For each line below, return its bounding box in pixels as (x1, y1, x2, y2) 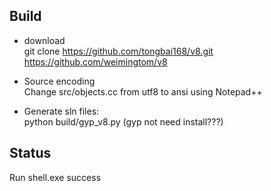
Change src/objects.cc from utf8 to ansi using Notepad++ (23, 85, 263, 98)
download (23, 34, 66, 46)
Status (9, 145, 52, 162)
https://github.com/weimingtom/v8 (23, 55, 168, 68)
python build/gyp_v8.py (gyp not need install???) (23, 115, 224, 128)
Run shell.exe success (9, 171, 102, 183)
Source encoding (23, 75, 96, 87)
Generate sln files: (23, 105, 100, 117)
